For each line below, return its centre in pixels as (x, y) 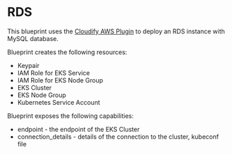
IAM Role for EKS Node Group (60, 80)
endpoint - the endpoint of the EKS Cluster (78, 129)
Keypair (28, 65)
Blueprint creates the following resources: (67, 52)
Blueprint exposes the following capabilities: (71, 116)
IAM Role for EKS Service (54, 73)
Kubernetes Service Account (59, 102)
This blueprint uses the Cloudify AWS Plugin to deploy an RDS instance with (116, 31)
